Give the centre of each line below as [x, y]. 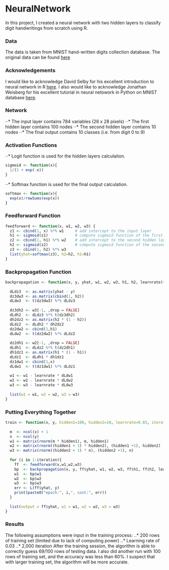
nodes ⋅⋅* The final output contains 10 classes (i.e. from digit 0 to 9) [75, 132]
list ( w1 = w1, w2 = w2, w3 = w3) [45, 394]
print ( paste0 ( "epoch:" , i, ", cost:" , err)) [61, 493]
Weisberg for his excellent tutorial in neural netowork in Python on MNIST [81, 92]
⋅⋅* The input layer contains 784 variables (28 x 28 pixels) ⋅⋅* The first [77, 121]
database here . [21, 97]
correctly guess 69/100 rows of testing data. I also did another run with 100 [83, 551]
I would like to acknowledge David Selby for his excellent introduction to [80, 82]
